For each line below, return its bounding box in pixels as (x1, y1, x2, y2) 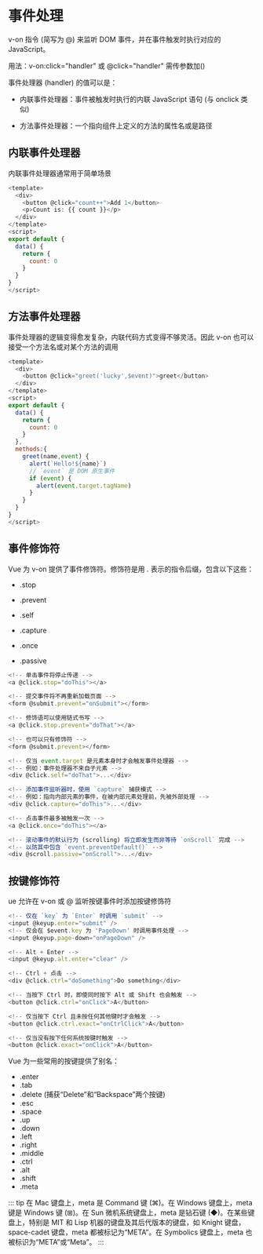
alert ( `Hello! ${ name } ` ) (28, 460, 108, 468)
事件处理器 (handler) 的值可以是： (8, 78, 118, 87)
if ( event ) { (28, 474, 72, 483)
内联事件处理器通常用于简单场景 (8, 168, 111, 177)
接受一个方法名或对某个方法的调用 (8, 342, 119, 352)
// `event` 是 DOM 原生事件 (28, 467, 115, 475)
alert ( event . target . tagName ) (36, 482, 132, 490)
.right (19, 1140, 38, 1150)
